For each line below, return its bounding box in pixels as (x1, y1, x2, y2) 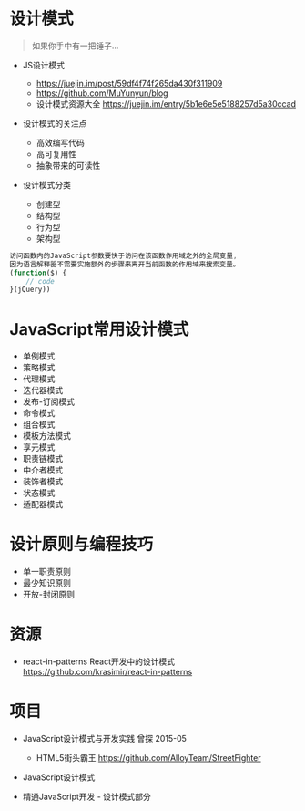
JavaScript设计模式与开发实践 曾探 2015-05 (22, 733, 187, 744)
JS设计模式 (22, 59, 66, 70)
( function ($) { (9, 268, 67, 277)
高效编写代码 (36, 137, 85, 148)
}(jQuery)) (9, 285, 51, 295)
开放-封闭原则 (22, 589, 76, 600)
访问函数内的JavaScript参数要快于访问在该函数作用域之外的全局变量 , (9, 251, 238, 260)
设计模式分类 (22, 179, 71, 190)
